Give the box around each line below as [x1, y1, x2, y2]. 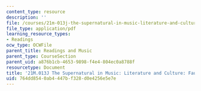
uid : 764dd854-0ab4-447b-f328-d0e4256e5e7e [6, 75, 117, 81]
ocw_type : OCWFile [6, 43, 52, 48]
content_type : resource [6, 8, 66, 15]
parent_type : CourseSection [6, 53, 77, 59]
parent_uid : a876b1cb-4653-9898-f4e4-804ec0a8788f [6, 59, 135, 65]
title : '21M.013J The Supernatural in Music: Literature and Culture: [6, 70, 186, 76]
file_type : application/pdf [6, 25, 77, 32]
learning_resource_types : [6, 31, 71, 37]
